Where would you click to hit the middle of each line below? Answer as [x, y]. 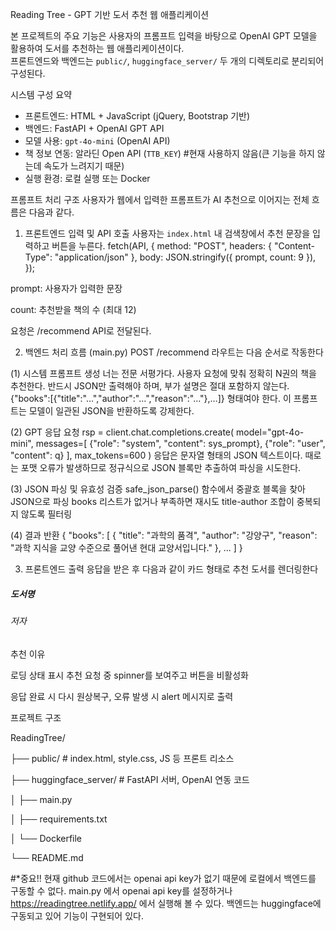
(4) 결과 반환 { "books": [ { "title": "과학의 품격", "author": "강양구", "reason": [164, 535]
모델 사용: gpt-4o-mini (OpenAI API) [97, 141]
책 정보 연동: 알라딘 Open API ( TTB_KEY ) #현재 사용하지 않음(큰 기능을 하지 [169, 153]
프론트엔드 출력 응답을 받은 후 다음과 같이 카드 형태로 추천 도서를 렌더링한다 [171, 569]
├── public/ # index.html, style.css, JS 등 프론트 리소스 [122, 758]
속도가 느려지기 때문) [84, 166]
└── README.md [47, 857]
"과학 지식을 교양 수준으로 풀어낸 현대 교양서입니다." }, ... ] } [126, 547]
